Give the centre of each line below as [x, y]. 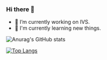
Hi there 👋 [21, 9]
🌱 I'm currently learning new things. [58, 28]
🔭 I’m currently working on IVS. [52, 22]
